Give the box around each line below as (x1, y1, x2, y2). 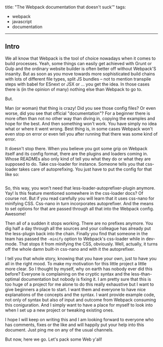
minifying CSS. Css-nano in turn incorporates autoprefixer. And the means (5, 200, 154, 206)
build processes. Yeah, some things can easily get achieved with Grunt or (5, 60, 152, 66)
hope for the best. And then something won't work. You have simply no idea (5, 121, 157, 126)
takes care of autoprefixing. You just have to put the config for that (18, 166, 152, 172)
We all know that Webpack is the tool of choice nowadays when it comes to (5, 55, 156, 61)
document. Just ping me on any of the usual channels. (5, 327, 114, 332)
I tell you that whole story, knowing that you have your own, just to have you (5, 255, 157, 261)
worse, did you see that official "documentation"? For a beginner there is (5, 110, 150, 116)
